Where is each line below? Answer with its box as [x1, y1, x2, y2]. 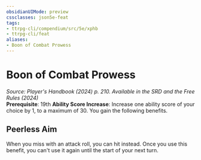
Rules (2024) [6, 94, 39, 101]
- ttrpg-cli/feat [6, 31, 50, 37]
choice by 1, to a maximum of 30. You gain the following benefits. [6, 107, 168, 114]
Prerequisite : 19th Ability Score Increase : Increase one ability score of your [6, 100, 195, 108]
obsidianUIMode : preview [6, 8, 69, 15]
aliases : [6, 37, 28, 43]
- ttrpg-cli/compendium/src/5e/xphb [6, 25, 98, 32]
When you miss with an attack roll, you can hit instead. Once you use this [6, 140, 188, 147]
